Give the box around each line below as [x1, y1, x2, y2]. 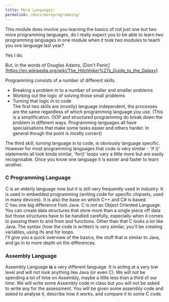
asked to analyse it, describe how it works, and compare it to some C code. [5, 291, 162, 297]
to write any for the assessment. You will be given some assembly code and [5, 285, 163, 292]
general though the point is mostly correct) [12, 130, 102, 136]
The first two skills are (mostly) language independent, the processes [12, 103, 158, 109]
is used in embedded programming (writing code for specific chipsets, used [5, 191, 163, 197]
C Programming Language [5, 174, 71, 181]
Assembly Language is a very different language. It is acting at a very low [5, 264, 158, 270]
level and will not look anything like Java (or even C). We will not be [5, 270, 146, 276]
